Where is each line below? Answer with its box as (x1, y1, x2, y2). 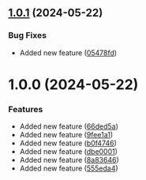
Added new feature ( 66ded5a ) (19, 122, 118, 131)
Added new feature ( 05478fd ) (19, 47, 117, 58)
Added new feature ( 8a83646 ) (19, 156, 120, 165)
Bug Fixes (8, 30, 47, 41)
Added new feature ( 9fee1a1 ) (19, 130, 114, 140)
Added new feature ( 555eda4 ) (19, 163, 118, 173)
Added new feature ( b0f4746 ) (19, 138, 117, 148)
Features (8, 103, 43, 114)
